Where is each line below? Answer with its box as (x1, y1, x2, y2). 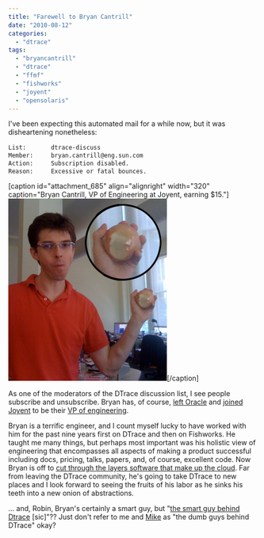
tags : (8, 46, 26, 55)
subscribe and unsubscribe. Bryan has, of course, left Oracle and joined (8, 397, 243, 407)
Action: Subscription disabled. (8, 159, 129, 168)
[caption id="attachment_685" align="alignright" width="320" (8, 181, 210, 191)
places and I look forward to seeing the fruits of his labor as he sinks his (8, 480, 243, 490)
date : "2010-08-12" (8, 21, 73, 29)
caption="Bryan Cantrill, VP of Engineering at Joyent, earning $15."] (8, 190, 230, 200)
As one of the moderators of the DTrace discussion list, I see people (8, 389, 231, 399)
